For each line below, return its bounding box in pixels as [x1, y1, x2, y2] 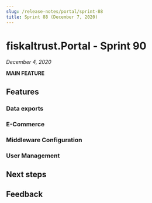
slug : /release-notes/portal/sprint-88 [6, 8, 103, 15]
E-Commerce [6, 120, 45, 128]
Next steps [6, 169, 47, 179]
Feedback [6, 190, 43, 199]
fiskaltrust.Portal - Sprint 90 [6, 39, 147, 53]
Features [6, 87, 39, 97]
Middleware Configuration [6, 136, 82, 144]
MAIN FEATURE [6, 70, 45, 77]
